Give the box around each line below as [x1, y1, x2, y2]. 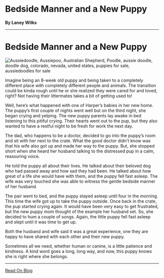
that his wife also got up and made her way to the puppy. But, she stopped [5, 143, 155, 149]
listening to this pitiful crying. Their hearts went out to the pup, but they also [5, 118, 158, 124]
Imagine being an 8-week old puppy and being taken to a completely [5, 77, 143, 83]
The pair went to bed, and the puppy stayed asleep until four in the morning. [5, 193, 159, 199]
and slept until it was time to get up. [5, 219, 77, 225]
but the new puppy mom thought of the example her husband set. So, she [5, 209, 154, 214]
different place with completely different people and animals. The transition [5, 82, 156, 88]
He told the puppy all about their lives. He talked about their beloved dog [5, 163, 151, 169]
